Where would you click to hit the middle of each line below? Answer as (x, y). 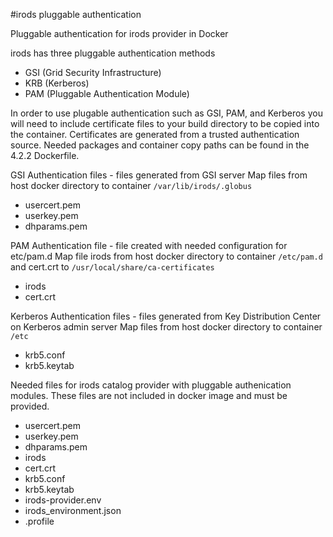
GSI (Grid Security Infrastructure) (93, 72)
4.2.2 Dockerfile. (45, 155)
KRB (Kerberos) (57, 83)
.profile (39, 521)
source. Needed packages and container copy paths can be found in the (160, 145)
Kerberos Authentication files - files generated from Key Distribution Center (166, 316)
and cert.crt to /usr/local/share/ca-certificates (112, 267)
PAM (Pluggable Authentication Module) (107, 93)
